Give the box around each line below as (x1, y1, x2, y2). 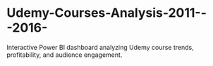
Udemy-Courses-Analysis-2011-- (6, 5, 207, 21)
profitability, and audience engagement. (6, 51, 123, 59)
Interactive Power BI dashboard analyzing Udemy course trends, (6, 43, 195, 51)
